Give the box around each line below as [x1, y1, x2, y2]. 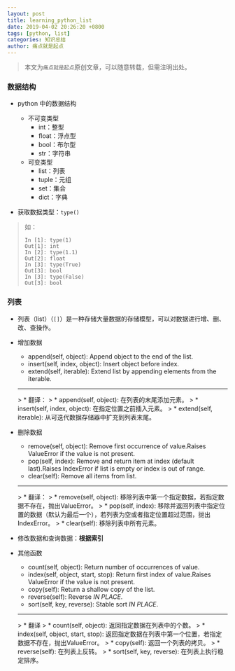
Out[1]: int [24, 243, 59, 250]
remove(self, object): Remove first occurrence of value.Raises [27, 442, 206, 450]
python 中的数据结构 [17, 99, 77, 108]
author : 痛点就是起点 [7, 43, 64, 50]
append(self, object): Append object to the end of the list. [27, 352, 194, 361]
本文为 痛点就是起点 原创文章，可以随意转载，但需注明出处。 [24, 63, 191, 71]
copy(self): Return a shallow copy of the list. [27, 585, 155, 593]
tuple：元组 [38, 176, 72, 184]
